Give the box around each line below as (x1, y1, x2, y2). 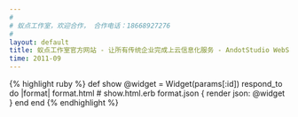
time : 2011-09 (9, 54, 62, 63)
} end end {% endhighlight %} (9, 97, 119, 107)
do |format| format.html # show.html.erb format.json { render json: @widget (9, 88, 286, 98)
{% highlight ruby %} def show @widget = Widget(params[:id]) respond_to (9, 79, 283, 89)
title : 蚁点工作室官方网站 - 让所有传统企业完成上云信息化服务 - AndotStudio (9, 46, 271, 55)
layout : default (9, 37, 69, 47)
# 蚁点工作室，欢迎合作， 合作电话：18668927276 (9, 21, 171, 30)
